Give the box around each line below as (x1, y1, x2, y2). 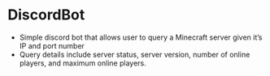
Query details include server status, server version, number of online (19, 49, 250, 59)
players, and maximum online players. (19, 58, 147, 68)
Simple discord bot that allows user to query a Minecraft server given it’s (19, 32, 263, 42)
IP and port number (19, 40, 85, 50)
